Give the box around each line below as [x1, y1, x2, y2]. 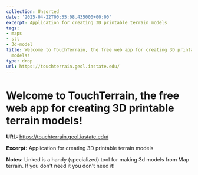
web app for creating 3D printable [6, 101, 174, 115]
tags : [6, 25, 19, 31]
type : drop [6, 58, 33, 64]
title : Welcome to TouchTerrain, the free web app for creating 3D [6, 47, 176, 53]
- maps [6, 31, 22, 37]
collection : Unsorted [6, 8, 60, 15]
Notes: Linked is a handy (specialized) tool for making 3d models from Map [6, 156, 190, 163]
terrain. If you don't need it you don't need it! [6, 163, 115, 170]
